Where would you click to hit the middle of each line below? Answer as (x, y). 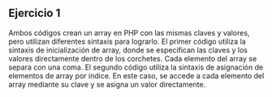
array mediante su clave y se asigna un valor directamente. (107, 84)
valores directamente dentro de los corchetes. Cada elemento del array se (133, 58)
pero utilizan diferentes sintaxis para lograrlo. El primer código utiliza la (127, 41)
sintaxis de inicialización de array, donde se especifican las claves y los (128, 50)
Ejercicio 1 (35, 13)
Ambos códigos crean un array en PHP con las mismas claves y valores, (129, 32)
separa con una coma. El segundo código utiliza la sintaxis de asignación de (136, 67)
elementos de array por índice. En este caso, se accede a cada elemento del (136, 75)
